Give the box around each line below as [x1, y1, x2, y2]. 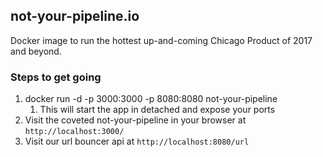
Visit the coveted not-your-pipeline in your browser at [24, 114, 247, 126]
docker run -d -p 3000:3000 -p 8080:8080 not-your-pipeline [24, 93, 278, 105]
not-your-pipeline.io [10, 8, 140, 25]
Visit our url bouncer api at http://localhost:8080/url [24, 135, 250, 148]
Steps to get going [10, 70, 102, 84]
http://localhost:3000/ [24, 127, 125, 137]
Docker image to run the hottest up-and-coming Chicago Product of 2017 [10, 34, 313, 46]
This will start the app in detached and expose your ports [39, 104, 276, 116]
